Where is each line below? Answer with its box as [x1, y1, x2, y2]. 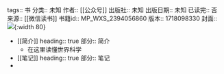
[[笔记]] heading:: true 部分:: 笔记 [16, 54, 110, 62]
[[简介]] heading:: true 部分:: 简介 [16, 37, 110, 45]
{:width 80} [14, 23, 46, 31]
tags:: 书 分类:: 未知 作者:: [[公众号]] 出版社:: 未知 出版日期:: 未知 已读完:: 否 [7, 6, 218, 14]
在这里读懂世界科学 [27, 45, 82, 53]
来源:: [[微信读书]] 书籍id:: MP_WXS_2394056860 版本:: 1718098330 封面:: [7, 14, 218, 22]
